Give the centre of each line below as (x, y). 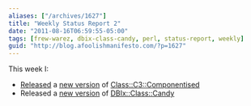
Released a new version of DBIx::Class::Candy (97, 93)
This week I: (28, 69)
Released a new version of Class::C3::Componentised (110, 85)
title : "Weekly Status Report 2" (65, 23)
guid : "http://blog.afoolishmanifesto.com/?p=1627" (97, 46)
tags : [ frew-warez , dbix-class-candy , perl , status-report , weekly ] (126, 38)
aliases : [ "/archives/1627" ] (57, 16)
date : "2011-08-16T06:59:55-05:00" (68, 31)
